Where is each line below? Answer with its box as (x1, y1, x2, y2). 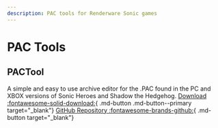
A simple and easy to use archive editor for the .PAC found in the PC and (7, 84, 211, 93)
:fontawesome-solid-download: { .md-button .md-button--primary (7, 99, 192, 107)
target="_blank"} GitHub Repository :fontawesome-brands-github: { (7, 106, 197, 114)
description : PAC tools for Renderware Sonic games (7, 10, 157, 17)
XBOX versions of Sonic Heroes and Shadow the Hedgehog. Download (7, 91, 207, 99)
